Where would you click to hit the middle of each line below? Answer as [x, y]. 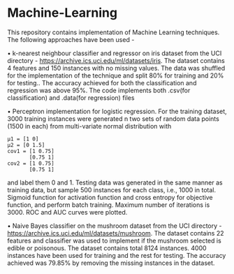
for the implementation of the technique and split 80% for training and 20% [116, 75]
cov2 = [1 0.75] [31, 163]
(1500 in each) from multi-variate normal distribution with [89, 126]
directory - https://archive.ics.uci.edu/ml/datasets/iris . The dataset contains [116, 60]
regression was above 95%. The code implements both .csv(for [99, 90]
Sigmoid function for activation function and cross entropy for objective [110, 197]
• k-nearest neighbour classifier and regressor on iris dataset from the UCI [115, 53]
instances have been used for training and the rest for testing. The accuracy [117, 255]
